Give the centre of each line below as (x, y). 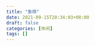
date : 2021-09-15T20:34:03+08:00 (48, 17)
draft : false (22, 23)
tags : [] (17, 34)
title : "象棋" (23, 12)
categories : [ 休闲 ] (30, 28)
